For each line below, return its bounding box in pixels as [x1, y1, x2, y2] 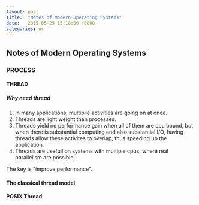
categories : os [6, 25, 44, 32]
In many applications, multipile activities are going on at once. [14, 109, 168, 117]
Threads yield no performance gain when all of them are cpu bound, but [14, 122, 194, 129]
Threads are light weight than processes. [14, 116, 116, 123]
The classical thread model [6, 179, 76, 186]
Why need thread [6, 94, 51, 101]
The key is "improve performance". [6, 165, 93, 173]
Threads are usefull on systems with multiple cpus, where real [14, 147, 169, 155]
